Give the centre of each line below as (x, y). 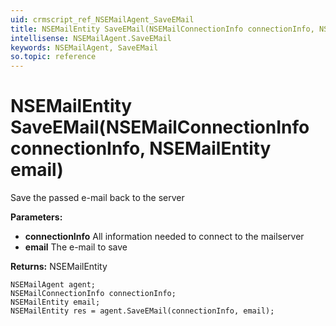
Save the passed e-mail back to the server (97, 198)
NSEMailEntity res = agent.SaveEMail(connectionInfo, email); (142, 311)
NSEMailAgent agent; (53, 285)
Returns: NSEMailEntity (59, 267)
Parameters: (36, 217)
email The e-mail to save (76, 247)
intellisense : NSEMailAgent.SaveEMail (91, 38)
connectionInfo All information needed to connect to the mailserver (164, 237)
